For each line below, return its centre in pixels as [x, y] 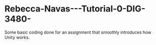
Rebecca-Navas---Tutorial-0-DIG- [75, 9]
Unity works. [17, 37]
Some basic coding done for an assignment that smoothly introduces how [78, 32]
